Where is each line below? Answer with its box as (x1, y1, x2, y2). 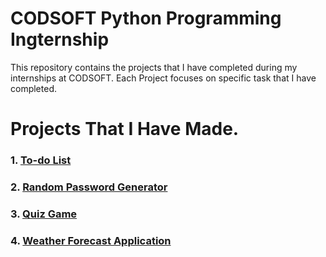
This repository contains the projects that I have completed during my (10, 61, 298, 73)
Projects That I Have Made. (10, 118, 240, 141)
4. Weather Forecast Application (10, 233, 172, 247)
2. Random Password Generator (10, 180, 168, 194)
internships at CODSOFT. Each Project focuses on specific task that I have (10, 72, 317, 84)
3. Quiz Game (10, 207, 78, 221)
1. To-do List (10, 153, 72, 167)
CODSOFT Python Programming (10, 7, 282, 30)
